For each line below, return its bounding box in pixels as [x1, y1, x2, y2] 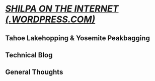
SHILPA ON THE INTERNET [5, 3, 119, 15]
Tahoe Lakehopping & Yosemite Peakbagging [5, 34, 150, 42]
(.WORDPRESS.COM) [5, 14, 96, 25]
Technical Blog [5, 51, 53, 59]
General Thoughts [5, 68, 63, 76]
